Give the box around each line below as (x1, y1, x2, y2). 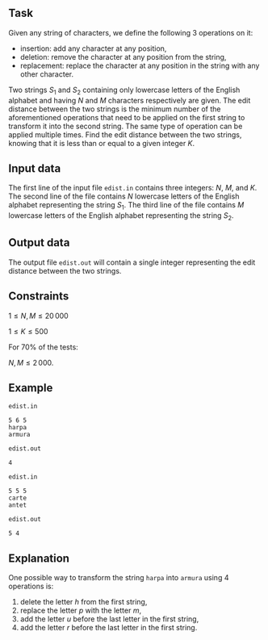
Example (8, 381, 53, 395)
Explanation (8, 551, 70, 565)
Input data (8, 161, 61, 175)
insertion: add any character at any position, (19, 44, 167, 53)
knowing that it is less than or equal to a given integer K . (8, 138, 195, 148)
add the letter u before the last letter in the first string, (19, 614, 199, 624)
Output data (8, 236, 70, 249)
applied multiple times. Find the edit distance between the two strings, (8, 129, 242, 140)
